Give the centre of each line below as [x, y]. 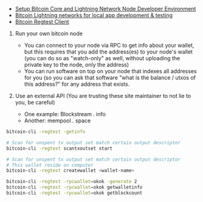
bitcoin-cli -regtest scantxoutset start [60, 148]
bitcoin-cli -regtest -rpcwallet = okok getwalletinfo [74, 187]
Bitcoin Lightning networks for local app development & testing [94, 15]
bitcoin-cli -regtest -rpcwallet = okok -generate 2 [72, 182]
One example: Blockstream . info [65, 114]
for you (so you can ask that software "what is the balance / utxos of [110, 78]
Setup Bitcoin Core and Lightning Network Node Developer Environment [105, 9]
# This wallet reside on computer [50, 165]
